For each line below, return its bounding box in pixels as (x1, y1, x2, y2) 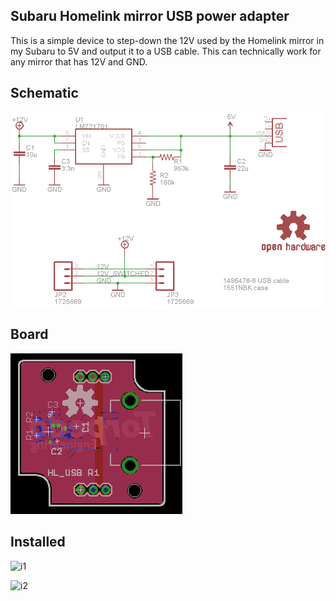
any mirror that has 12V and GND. (10, 55, 148, 68)
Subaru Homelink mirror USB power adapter (10, 8, 290, 25)
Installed (10, 534, 66, 551)
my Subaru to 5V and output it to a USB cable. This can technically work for (10, 45, 322, 57)
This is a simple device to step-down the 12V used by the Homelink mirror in (10, 34, 325, 46)
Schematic (10, 85, 79, 102)
